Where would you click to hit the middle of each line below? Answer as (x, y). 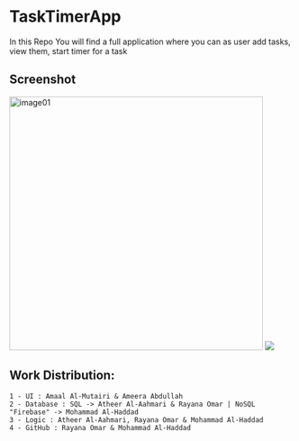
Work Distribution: (62, 376)
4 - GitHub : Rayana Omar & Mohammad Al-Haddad (100, 427)
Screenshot (43, 80)
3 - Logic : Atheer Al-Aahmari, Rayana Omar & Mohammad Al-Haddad (136, 420)
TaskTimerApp (65, 17)
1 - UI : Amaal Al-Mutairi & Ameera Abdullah (96, 396)
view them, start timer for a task (68, 51)
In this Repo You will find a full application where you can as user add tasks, (150, 41)
